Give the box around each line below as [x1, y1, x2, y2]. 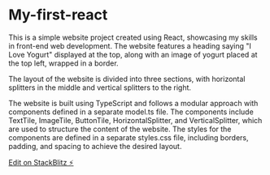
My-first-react [8, 6, 108, 24]
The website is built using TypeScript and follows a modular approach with [8, 98, 259, 108]
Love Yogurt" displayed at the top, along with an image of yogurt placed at [8, 49, 258, 59]
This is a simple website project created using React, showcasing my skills [8, 32, 258, 42]
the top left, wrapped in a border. [8, 58, 120, 68]
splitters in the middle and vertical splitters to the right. [8, 83, 192, 92]
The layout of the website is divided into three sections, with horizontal [8, 74, 246, 83]
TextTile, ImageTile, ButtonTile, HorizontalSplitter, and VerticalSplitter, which [8, 115, 263, 125]
